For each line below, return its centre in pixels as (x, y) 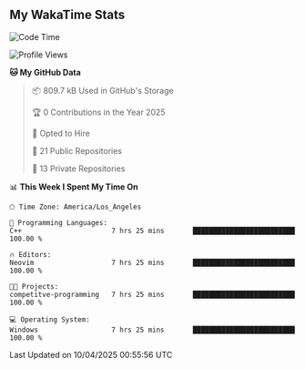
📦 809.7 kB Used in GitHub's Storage (103, 90)
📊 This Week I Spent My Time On (74, 187)
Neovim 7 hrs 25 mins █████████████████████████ (152, 262)
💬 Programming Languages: (58, 222)
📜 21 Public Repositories (77, 150)
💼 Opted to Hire (61, 133)
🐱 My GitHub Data (46, 72)
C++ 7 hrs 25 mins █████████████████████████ (152, 231)
